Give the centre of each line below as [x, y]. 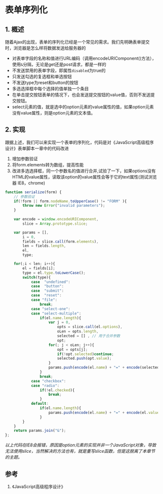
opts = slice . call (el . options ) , [90, 327]
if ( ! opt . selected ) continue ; [85, 354]
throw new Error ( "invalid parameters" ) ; [64, 206]
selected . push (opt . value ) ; [84, 359]
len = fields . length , [44, 246]
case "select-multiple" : [56, 313]
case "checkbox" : [49, 381]
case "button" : [47, 286]
